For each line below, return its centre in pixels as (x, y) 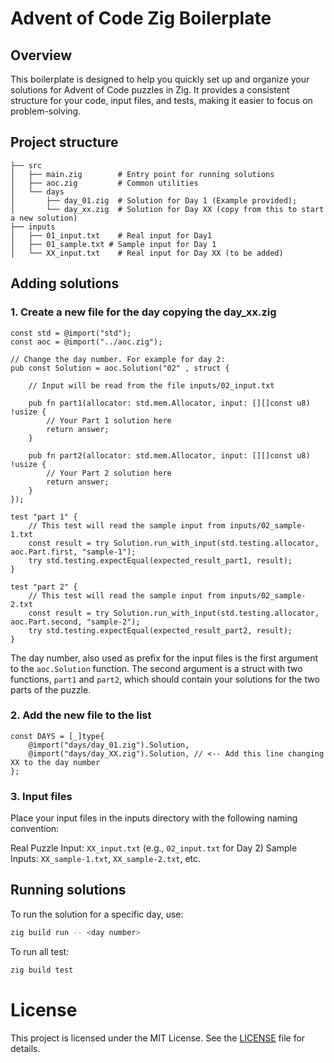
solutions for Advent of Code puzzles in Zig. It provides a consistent (150, 90)
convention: (35, 829)
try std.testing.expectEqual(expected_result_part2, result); (160, 630)
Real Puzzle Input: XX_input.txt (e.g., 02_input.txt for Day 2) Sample (154, 848)
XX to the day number (55, 762)
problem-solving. (46, 111)
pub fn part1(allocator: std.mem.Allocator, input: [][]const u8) (169, 403)
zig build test (42, 970)
